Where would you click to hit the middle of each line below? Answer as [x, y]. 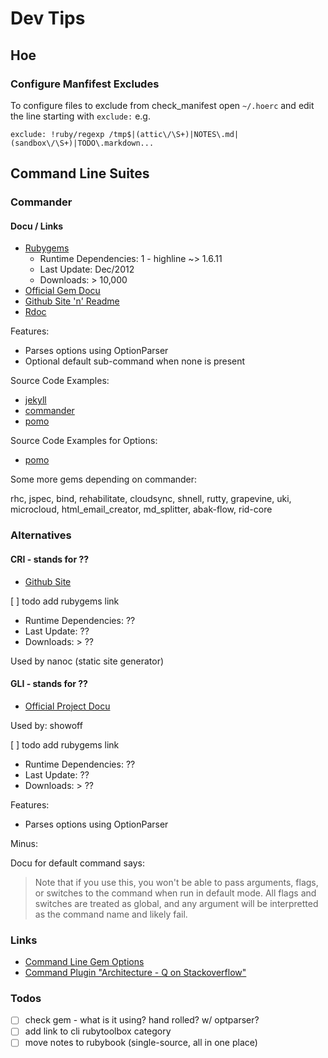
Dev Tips [48, 18]
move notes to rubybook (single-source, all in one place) [141, 1043]
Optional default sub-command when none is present [135, 361]
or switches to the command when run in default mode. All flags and [175, 893]
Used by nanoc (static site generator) [87, 661]
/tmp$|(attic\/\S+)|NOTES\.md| [174, 134]
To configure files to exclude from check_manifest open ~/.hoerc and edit [162, 105]
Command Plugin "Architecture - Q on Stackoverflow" [135, 973]
